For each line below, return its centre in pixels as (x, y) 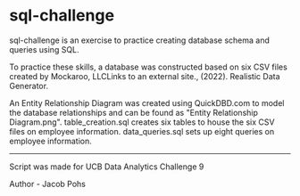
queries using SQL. (44, 49)
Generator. (29, 86)
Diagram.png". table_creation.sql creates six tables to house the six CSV (142, 122)
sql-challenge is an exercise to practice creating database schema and (139, 40)
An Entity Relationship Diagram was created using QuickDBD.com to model (147, 102)
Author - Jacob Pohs (48, 184)
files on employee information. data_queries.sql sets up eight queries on (142, 131)
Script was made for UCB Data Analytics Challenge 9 (107, 167)
